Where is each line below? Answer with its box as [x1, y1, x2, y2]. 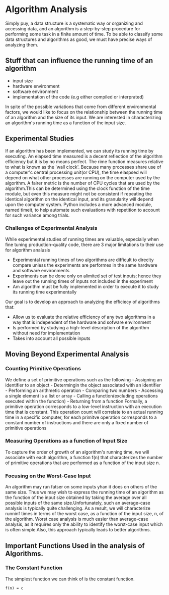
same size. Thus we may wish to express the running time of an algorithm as [5, 489, 164, 495]
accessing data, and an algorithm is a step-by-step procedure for [5, 25, 141, 31]
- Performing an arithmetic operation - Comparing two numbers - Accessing [5, 387, 163, 393]
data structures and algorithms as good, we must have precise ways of [5, 36, 152, 42]
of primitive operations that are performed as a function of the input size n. [5, 460, 160, 466]
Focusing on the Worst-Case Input [5, 472, 91, 479]
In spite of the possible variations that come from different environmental [5, 104, 156, 110]
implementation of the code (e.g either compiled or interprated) [12, 93, 144, 100]
